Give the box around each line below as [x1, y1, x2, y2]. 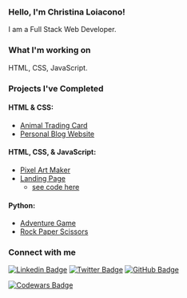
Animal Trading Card [19, 120, 88, 130]
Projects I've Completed [8, 83, 104, 94]
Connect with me [8, 247, 76, 258]
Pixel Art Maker [19, 165, 70, 175]
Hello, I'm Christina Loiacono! [8, 6, 125, 18]
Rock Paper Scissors [19, 227, 89, 236]
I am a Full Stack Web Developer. [8, 25, 117, 34]
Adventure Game [19, 219, 76, 228]
